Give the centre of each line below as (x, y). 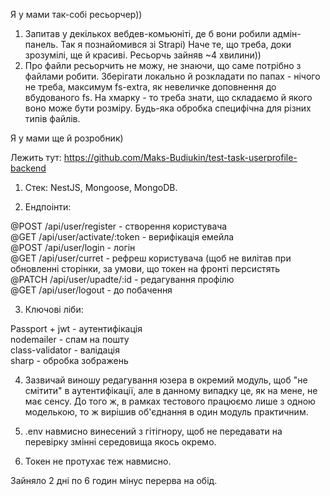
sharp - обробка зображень (69, 360)
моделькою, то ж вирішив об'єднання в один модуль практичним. (166, 412)
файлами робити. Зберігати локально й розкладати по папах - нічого (172, 76)
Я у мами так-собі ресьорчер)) (76, 14)
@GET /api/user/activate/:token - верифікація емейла (122, 237)
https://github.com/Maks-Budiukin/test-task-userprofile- (180, 157)
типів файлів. (52, 118)
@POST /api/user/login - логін (73, 247)
